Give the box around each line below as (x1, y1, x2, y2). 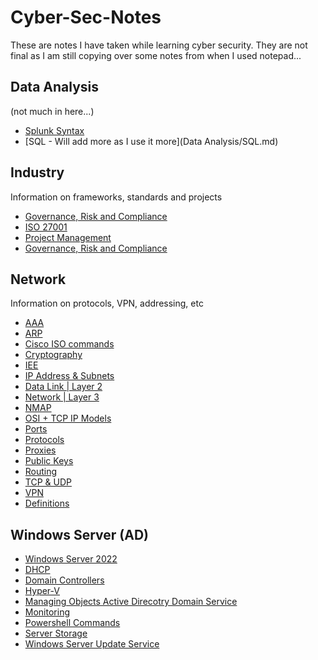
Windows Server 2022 (24, 553, 118, 565)
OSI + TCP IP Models (24, 412, 112, 425)
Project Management (24, 231, 112, 243)
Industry (10, 164, 65, 181)
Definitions (24, 497, 70, 510)
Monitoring (24, 606, 70, 618)
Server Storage (24, 627, 88, 640)
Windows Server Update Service (24, 638, 160, 650)
